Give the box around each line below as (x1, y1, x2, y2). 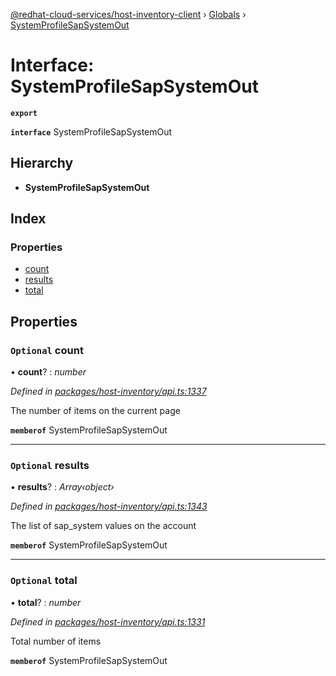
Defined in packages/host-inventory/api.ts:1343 (10, 500, 208, 513)
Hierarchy (10, 155, 74, 172)
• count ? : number (10, 366, 87, 378)
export (10, 108, 38, 118)
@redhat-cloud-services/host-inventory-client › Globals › (10, 9, 247, 20)
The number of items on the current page (10, 405, 181, 417)
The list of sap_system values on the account (10, 520, 197, 532)
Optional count (10, 343, 84, 357)
